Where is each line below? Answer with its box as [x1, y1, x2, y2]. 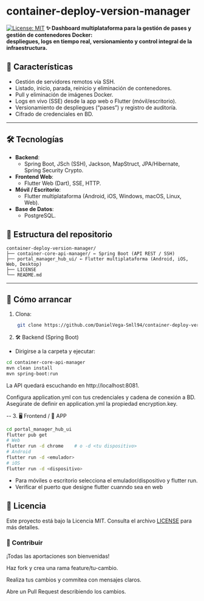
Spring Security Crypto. [24, 166, 84, 174]
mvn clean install [6, 365, 53, 371]
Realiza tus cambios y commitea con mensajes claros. [6, 576, 141, 583]
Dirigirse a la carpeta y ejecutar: [15, 348, 96, 355]
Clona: [15, 310, 32, 318]
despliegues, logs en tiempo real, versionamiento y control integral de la [6, 38, 192, 45]
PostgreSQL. [24, 212, 56, 219]
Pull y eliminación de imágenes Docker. [15, 91, 114, 98]
